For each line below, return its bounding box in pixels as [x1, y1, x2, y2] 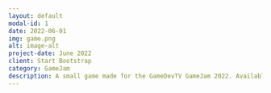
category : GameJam [8, 65, 70, 73]
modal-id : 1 [8, 19, 48, 27]
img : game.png [8, 34, 56, 43]
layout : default [8, 11, 63, 20]
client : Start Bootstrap [8, 57, 92, 66]
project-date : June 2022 [8, 49, 92, 57]
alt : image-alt [8, 42, 60, 50]
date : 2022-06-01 [8, 27, 67, 35]
